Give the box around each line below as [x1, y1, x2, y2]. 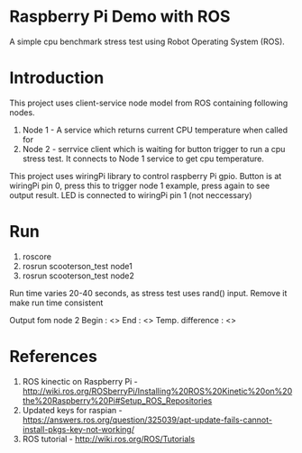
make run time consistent [9, 297, 104, 308]
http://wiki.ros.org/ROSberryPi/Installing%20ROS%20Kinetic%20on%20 [22, 385, 293, 396]
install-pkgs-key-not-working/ [22, 423, 135, 434]
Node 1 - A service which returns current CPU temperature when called [22, 124, 288, 135]
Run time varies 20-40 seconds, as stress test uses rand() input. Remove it [9, 287, 288, 298]
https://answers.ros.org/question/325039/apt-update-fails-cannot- [22, 414, 273, 425]
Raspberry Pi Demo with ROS [9, 6, 231, 27]
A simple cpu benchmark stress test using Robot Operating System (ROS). [9, 36, 286, 47]
